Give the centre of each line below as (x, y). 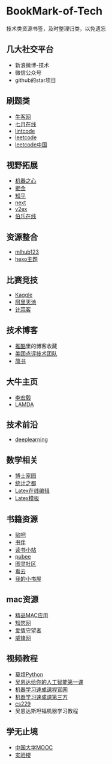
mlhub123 (27, 252)
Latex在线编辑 (32, 491)
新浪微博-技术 (32, 65)
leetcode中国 (31, 144)
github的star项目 (35, 80)
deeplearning (31, 440)
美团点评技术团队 (36, 353)
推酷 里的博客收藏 (36, 346)
